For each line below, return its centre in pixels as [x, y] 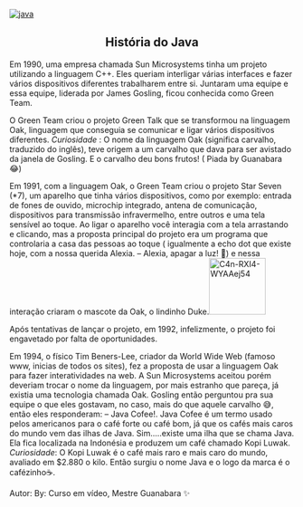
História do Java [152, 42]
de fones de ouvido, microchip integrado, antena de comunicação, [133, 205]
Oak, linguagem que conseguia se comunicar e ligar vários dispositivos [142, 129]
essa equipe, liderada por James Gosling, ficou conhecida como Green [142, 93]
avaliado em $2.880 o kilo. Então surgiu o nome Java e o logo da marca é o [150, 462]
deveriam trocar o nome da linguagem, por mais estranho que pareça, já [144, 385]
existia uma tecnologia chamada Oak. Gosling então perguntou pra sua [142, 395]
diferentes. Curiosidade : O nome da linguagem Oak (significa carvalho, [143, 139]
